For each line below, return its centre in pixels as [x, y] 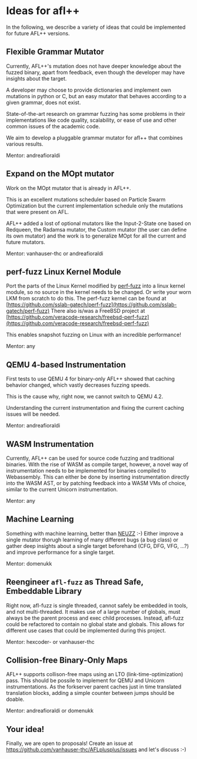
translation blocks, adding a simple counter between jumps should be [90, 693]
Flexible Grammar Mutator [55, 52]
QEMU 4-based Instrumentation [66, 365]
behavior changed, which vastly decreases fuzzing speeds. [78, 385]
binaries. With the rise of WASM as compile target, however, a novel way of [97, 464]
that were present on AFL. [38, 212]
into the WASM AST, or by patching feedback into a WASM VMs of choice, [96, 483]
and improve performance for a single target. [61, 552]
